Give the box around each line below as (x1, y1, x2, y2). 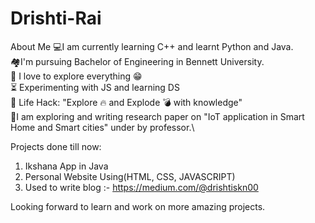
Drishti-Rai (10, 7, 102, 30)
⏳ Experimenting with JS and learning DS (10, 81, 180, 93)
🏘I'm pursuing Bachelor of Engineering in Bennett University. (10, 55, 265, 67)
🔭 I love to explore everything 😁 (10, 70, 143, 82)
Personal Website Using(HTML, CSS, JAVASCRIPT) (24, 170, 236, 182)
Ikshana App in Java (24, 160, 109, 172)
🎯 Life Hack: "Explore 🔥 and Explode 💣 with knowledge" (10, 96, 243, 108)
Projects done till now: (10, 140, 102, 152)
